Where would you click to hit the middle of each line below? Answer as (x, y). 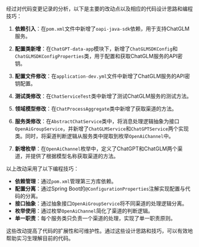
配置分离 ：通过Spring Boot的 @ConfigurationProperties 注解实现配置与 (100, 189)
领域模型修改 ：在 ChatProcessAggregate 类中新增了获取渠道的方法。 (96, 109)
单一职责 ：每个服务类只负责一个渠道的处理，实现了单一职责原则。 (95, 218)
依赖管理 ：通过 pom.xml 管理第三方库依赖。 (65, 181)
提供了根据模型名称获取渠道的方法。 (75, 156)
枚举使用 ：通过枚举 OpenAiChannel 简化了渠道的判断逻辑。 (84, 211)
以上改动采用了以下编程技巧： (42, 169)
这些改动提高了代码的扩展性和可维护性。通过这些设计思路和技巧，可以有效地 (99, 231)
